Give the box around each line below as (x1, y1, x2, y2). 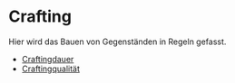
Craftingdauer (21, 53, 74, 64)
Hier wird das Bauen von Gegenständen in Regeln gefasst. (8, 36, 227, 47)
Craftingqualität (21, 63, 81, 74)
